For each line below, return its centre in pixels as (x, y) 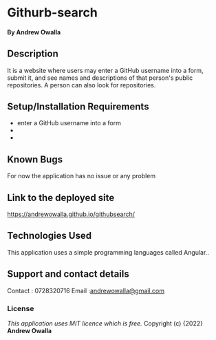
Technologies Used (49, 236)
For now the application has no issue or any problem (82, 176)
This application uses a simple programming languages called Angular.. (108, 252)
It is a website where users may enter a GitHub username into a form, (106, 70)
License (21, 308)
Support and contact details (68, 274)
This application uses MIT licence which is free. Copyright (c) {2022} (105, 323)
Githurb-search (52, 13)
